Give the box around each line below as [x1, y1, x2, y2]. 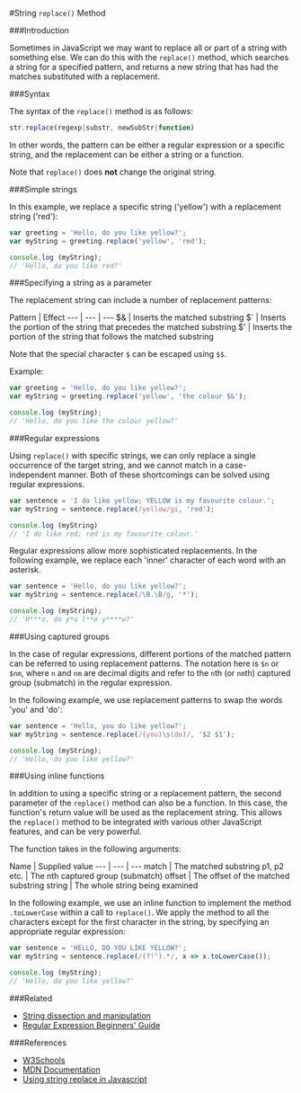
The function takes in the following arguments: [9, 844, 181, 855]
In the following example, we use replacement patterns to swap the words [9, 694, 283, 705]
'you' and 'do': [9, 704, 63, 715]
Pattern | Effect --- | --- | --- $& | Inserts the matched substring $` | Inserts [9, 312, 287, 323]
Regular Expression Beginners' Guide [22, 1019, 161, 1030]
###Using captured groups [9, 631, 110, 642]
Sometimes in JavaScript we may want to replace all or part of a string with [9, 42, 288, 53]
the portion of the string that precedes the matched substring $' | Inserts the [9, 322, 293, 333]
